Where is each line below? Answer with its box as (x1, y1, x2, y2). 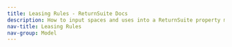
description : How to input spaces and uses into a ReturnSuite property (7, 17, 221, 23)
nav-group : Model (7, 29, 57, 37)
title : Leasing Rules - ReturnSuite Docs (7, 10, 128, 17)
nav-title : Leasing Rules (7, 23, 81, 30)
